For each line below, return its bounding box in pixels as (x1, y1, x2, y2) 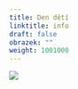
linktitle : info (9, 21, 69, 30)
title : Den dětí (9, 12, 69, 22)
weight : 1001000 (9, 46, 69, 55)
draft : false (9, 29, 58, 38)
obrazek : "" (9, 37, 53, 47)
